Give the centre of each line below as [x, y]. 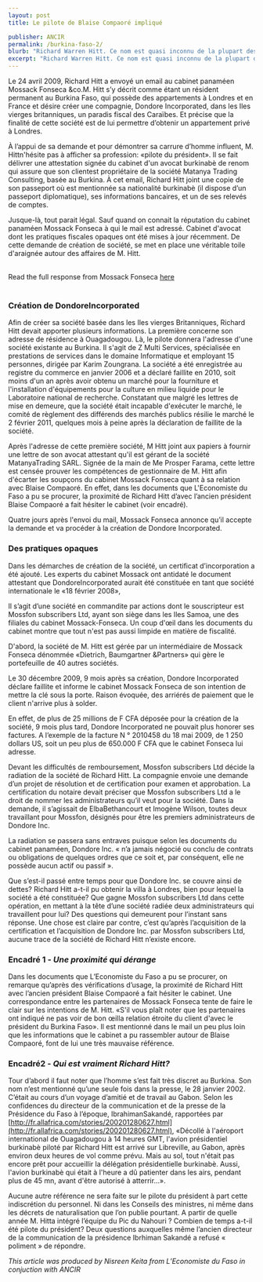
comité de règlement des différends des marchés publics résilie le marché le [131, 415]
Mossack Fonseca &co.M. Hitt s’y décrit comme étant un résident [113, 89]
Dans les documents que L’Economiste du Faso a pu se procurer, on [118, 976]
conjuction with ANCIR [44, 1269]
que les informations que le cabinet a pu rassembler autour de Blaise [119, 1035]
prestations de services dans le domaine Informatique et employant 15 [121, 356]
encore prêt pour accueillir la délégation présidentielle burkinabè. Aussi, [124, 1164]
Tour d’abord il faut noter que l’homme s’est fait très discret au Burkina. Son [130, 1081]
